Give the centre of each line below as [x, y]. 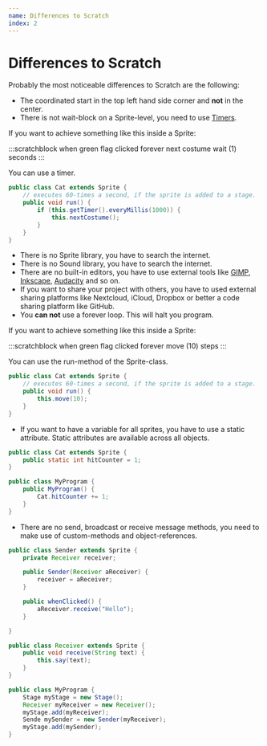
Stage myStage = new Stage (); [73, 697]
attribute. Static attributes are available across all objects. [115, 438]
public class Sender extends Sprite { [73, 550]
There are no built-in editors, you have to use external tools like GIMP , [135, 272]
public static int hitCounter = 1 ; [82, 460]
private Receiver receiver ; [69, 558]
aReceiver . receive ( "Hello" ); [86, 609]
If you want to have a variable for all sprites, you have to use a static [132, 429]
